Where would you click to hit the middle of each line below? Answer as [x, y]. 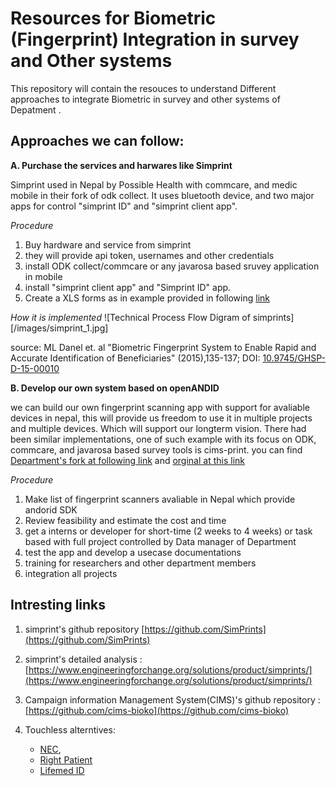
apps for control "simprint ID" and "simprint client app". [124, 206]
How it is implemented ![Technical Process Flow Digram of [130, 317]
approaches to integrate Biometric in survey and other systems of [145, 99]
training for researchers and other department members [140, 563]
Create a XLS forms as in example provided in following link [147, 298]
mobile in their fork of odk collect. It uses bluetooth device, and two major [162, 195]
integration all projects [71, 573]
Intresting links [58, 605]
